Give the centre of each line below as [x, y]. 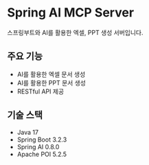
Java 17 [28, 132]
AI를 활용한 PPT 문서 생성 [51, 82]
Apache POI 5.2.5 [42, 154]
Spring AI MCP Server [71, 13]
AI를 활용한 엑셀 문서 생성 [51, 74]
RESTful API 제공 [41, 91]
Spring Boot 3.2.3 [42, 140]
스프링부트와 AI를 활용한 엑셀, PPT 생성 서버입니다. [75, 32]
